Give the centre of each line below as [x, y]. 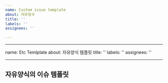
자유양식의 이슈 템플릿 [37, 74]
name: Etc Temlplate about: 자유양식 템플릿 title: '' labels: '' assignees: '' [78, 52]
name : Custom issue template [35, 10]
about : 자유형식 [20, 14]
